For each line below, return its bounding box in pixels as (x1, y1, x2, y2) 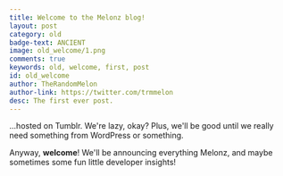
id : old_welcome (9, 71, 70, 80)
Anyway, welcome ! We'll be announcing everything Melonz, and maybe (9, 147, 273, 158)
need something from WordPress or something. (9, 130, 185, 141)
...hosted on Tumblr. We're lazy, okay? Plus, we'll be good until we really (9, 121, 274, 131)
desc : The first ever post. (9, 96, 114, 105)
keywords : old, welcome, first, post (9, 63, 150, 72)
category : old (9, 29, 62, 38)
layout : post (9, 21, 58, 30)
